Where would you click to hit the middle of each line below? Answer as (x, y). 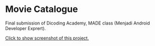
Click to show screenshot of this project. (47, 38)
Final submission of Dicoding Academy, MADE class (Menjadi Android (77, 23)
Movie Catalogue (42, 9)
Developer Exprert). (26, 28)
